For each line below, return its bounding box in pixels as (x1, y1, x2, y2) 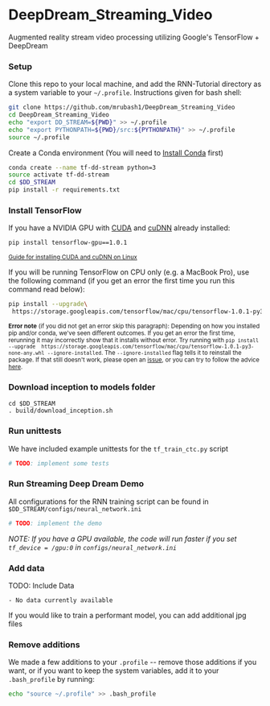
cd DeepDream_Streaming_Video (8, 111, 110, 119)
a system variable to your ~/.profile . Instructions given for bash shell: (8, 88, 243, 97)
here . (8, 363, 23, 371)
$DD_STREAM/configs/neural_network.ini (8, 505, 142, 513)
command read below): (8, 284, 86, 295)
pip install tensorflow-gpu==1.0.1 (8, 239, 128, 247)
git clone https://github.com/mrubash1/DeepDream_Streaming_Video (8, 103, 235, 112)
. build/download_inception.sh (8, 407, 113, 415)
